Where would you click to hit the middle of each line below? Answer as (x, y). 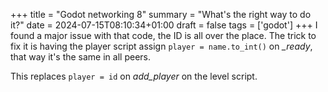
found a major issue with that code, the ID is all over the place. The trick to (163, 35)
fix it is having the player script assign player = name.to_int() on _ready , (161, 46)
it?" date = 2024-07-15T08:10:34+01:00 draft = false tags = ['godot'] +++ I (164, 25)
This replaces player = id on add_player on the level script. (134, 76)
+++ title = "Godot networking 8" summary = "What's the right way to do (161, 14)
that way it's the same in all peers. (80, 57)
